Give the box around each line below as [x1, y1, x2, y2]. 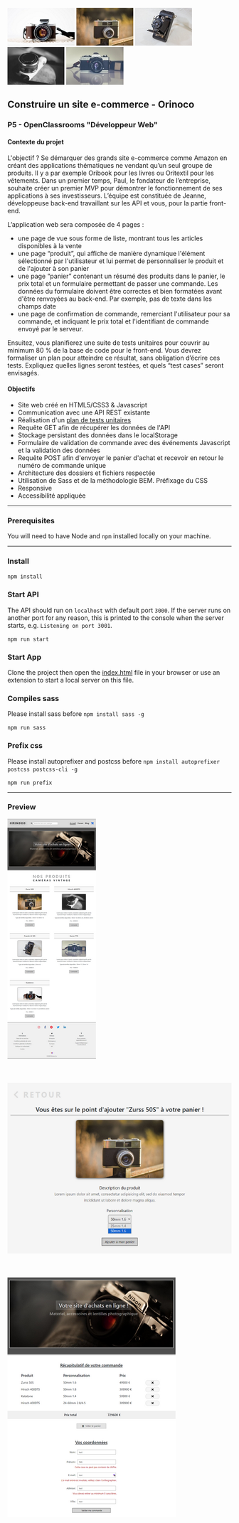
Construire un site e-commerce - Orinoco [7, 99, 195, 111]
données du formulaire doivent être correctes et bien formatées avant [17, 287, 223, 295]
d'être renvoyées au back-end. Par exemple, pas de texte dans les [17, 294, 212, 303]
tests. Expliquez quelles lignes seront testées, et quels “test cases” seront [7, 360, 224, 370]
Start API [7, 589, 39, 599]
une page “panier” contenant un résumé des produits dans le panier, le [17, 272, 225, 280]
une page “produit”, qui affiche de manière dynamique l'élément [17, 249, 206, 257]
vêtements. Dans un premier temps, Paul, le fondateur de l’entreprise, [7, 176, 211, 185]
